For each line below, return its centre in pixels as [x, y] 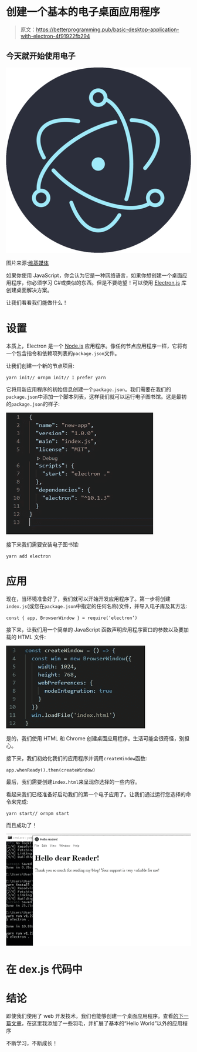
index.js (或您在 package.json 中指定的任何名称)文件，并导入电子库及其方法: [97, 606]
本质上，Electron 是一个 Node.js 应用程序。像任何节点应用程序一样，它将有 [97, 346]
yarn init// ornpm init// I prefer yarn [56, 378]
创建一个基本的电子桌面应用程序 [83, 12]
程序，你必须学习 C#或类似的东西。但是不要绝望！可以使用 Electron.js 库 [98, 282]
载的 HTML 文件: [26, 637]
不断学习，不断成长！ [32, 1043]
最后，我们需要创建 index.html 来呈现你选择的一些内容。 [73, 782]
